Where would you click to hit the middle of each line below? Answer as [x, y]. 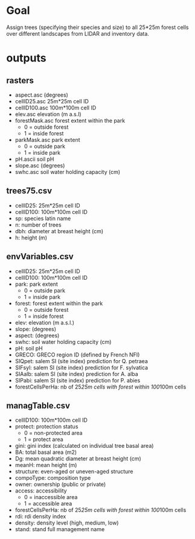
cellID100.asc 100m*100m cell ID [56, 108]
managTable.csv [38, 405]
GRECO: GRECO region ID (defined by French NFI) [77, 355]
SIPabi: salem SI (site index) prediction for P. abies [78, 380]
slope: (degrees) [35, 329]
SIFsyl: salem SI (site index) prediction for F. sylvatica [82, 367]
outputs [26, 58]
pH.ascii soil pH [34, 159]
